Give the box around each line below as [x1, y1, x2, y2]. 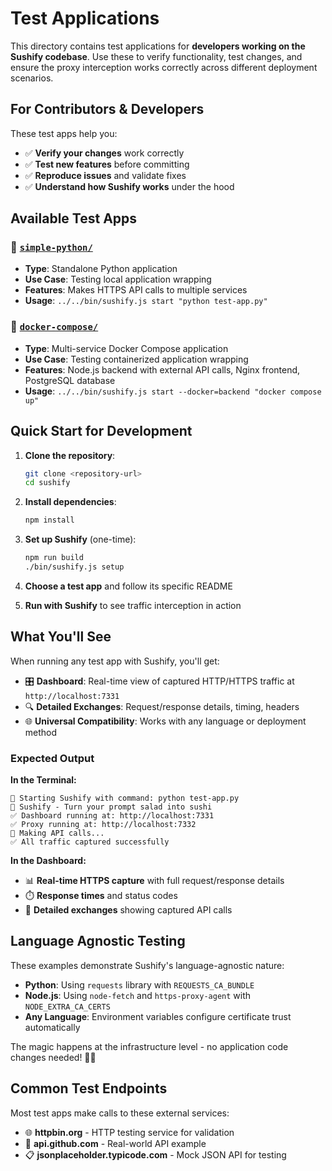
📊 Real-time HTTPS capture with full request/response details [24, 875, 285, 887]
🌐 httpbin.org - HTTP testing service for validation [24, 1126, 235, 1138]
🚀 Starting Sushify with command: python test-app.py [10, 793, 240, 804]
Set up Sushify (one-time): [24, 533, 137, 546]
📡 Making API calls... [10, 828, 105, 839]
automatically [24, 1021, 81, 1033]
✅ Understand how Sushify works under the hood [24, 180, 235, 192]
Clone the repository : [24, 449, 116, 461]
